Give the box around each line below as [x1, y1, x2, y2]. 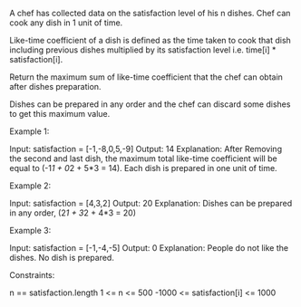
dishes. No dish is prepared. [9, 253, 115, 263]
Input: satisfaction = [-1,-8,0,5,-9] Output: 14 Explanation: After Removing [9, 144, 283, 154]
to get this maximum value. [9, 109, 111, 119]
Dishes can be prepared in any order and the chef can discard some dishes [9, 99, 291, 110]
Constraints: [9, 270, 55, 280]
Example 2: [9, 180, 52, 191]
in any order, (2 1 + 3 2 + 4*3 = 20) [9, 207, 137, 218]
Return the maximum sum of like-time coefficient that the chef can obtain [9, 72, 284, 82]
